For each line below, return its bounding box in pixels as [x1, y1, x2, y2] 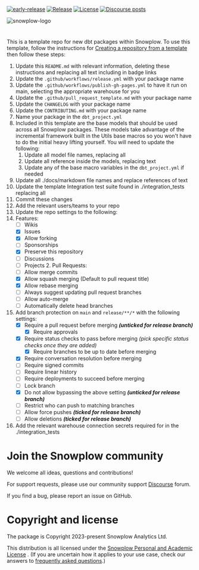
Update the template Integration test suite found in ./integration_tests [15, 183, 185, 191]
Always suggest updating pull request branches [24, 289, 142, 296]
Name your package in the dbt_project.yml [15, 114, 122, 121]
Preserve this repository [24, 248, 84, 255]
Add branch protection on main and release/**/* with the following [15, 309, 180, 316]
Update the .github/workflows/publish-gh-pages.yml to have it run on [15, 81, 187, 89]
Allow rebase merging [24, 281, 79, 289]
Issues [24, 228, 41, 235]
